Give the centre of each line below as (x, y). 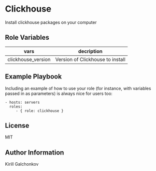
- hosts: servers (22, 102)
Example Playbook (33, 77)
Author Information (35, 152)
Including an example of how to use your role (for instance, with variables (78, 88)
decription (90, 51)
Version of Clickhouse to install (90, 59)
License (17, 125)
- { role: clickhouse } (40, 111)
